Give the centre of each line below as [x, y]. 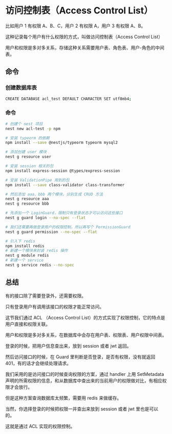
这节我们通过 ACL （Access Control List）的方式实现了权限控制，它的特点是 [85, 317]
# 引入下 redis [20, 241]
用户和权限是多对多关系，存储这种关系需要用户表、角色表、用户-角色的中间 [85, 47]
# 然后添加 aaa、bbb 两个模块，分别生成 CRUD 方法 [54, 194]
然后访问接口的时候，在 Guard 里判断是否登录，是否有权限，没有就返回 [80, 357]
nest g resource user [28, 157]
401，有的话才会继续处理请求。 [38, 363]
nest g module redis [27, 256]
